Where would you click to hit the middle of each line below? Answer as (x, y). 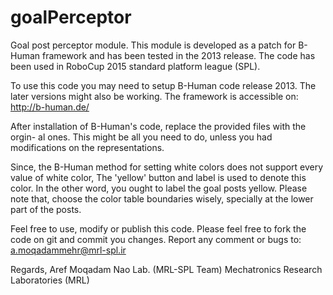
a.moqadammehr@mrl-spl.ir (68, 250)
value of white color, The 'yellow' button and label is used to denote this (158, 177)
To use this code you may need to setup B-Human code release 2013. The (163, 85)
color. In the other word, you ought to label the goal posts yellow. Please (159, 188)
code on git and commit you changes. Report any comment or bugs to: (156, 239)
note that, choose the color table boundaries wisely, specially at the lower (162, 198)
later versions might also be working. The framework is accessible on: (154, 96)
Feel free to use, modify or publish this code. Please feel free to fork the (158, 228)
